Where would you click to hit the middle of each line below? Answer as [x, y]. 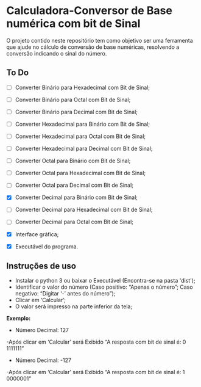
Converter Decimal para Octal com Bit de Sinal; [74, 222]
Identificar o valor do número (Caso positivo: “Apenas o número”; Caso [104, 287]
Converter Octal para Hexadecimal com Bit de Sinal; [80, 173]
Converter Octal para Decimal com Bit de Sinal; [74, 185]
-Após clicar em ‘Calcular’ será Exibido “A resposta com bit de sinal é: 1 [96, 372]
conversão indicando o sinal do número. [57, 53]
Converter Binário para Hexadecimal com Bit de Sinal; [83, 87]
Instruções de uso [41, 266]
